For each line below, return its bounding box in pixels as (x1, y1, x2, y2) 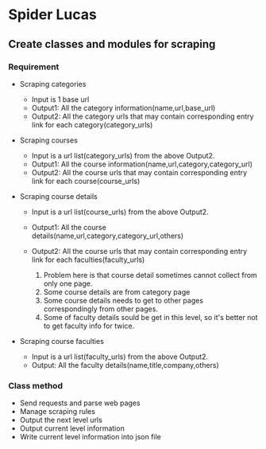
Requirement (8, 61, 60, 72)
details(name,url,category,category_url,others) (31, 231, 184, 240)
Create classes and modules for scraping (8, 37, 216, 51)
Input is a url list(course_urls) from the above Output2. (31, 207, 209, 217)
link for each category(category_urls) (31, 119, 153, 129)
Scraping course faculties (19, 336, 105, 346)
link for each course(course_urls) (31, 176, 141, 185)
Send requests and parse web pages (19, 398, 141, 408)
